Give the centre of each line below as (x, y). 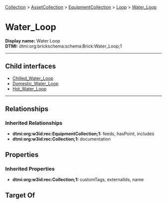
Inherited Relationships (34, 123)
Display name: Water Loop (33, 41)
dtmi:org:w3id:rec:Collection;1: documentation (61, 139)
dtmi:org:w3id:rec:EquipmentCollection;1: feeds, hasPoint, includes (83, 134)
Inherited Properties (30, 169)
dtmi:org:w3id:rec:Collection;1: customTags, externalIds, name (78, 180)
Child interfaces (31, 66)
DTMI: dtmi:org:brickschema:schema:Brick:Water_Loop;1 (64, 46)
